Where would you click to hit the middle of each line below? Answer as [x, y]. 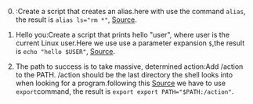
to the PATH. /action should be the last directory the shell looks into [124, 75]
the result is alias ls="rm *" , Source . [76, 20]
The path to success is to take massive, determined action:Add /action [129, 66]
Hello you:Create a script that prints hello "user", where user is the [122, 35]
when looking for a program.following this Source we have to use [120, 83]
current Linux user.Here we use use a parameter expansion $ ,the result [130, 43]
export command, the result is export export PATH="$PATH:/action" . [125, 91]
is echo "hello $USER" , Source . [65, 51]
